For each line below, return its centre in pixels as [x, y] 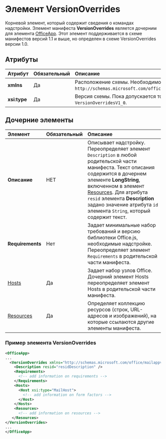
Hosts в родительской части [121, 289]
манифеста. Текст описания [121, 167]
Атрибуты [21, 60]
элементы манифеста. [114, 328]
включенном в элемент [116, 186]
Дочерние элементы [39, 120]
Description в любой [112, 155]
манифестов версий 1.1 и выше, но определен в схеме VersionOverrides [81, 39]
